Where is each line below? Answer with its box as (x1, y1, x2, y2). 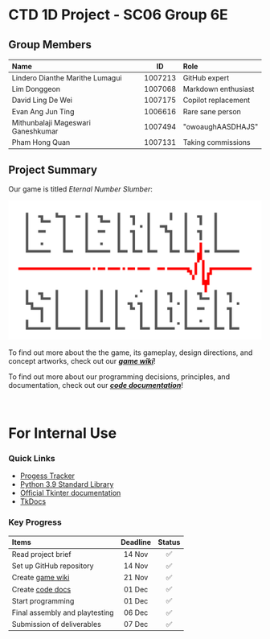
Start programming (11, 596, 75, 605)
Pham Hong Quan (11, 138, 71, 146)
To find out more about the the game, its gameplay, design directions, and (8, 348, 253, 357)
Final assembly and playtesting (11, 608, 114, 617)
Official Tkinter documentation (19, 489, 121, 498)
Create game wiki (11, 573, 70, 583)
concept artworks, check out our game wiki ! (8, 356, 156, 365)
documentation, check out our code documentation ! (8, 380, 183, 390)
